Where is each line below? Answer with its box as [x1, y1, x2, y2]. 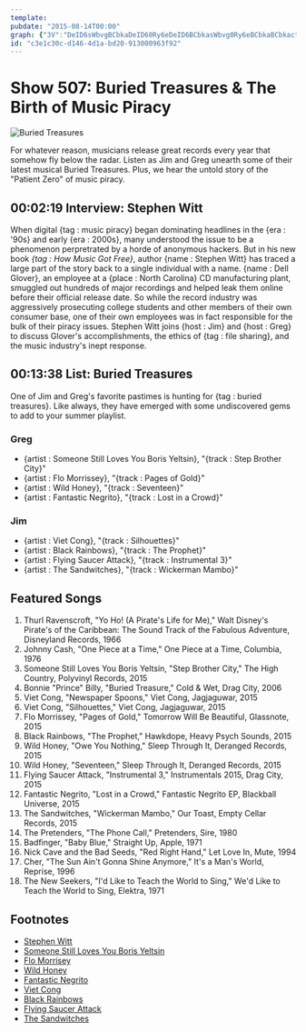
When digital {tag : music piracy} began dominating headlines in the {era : [10, 225, 287, 235]
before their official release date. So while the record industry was [10, 292, 258, 303]
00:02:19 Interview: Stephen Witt [10, 200, 203, 215]
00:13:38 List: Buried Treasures [10, 366, 193, 382]
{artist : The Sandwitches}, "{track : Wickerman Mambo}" [23, 565, 239, 576]
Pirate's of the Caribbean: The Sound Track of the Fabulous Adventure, [23, 625, 290, 636]
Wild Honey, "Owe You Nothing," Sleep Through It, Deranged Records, [23, 740, 287, 751]
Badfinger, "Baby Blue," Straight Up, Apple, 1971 [23, 837, 202, 848]
